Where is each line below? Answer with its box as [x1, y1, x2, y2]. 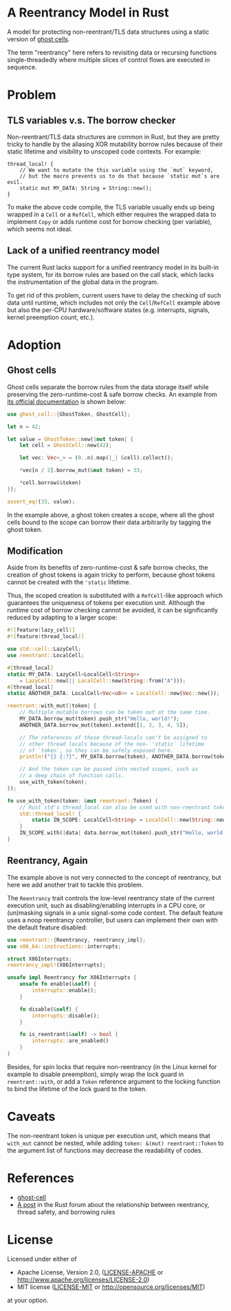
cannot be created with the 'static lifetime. [7, 578, 131, 586]
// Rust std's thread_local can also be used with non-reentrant [19, 804, 211, 811]
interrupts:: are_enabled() [32, 1038, 109, 1044]
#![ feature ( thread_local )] [7, 633, 85, 640]
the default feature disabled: [7, 923, 87, 931]
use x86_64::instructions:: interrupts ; [7, 942, 122, 950]
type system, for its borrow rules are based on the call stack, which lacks [7, 270, 214, 278]
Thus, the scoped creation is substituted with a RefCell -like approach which [7, 591, 223, 600]
